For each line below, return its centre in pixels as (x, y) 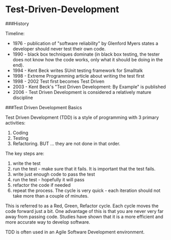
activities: (15, 123)
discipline (23, 98)
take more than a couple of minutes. (51, 196)
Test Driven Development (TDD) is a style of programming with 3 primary (82, 117)
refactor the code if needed (42, 185)
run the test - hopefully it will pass (48, 179)
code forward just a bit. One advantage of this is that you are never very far (84, 211)
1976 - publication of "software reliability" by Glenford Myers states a (85, 43)
